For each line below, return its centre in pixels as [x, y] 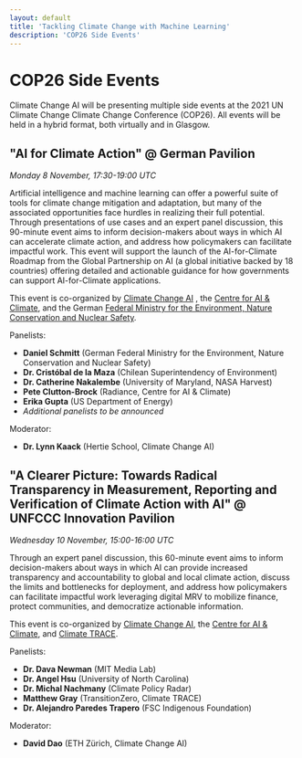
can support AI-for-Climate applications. [85, 280]
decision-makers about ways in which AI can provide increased [129, 567]
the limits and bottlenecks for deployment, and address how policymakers [148, 586]
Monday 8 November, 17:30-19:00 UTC [83, 175]
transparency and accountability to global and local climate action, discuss [150, 577]
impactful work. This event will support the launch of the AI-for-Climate [143, 251]
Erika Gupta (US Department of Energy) [98, 402]
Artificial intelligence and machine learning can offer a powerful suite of [144, 194]
